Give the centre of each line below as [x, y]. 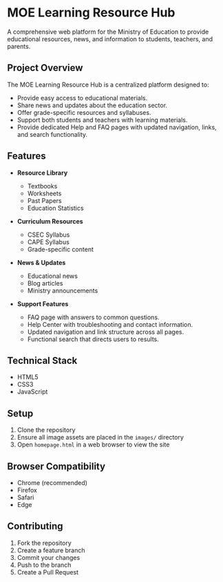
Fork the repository [44, 543]
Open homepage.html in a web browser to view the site [93, 444]
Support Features [43, 303]
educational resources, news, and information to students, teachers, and [110, 39]
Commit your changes [49, 557]
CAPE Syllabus [49, 241]
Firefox [27, 490]
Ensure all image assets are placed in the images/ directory [100, 438]
